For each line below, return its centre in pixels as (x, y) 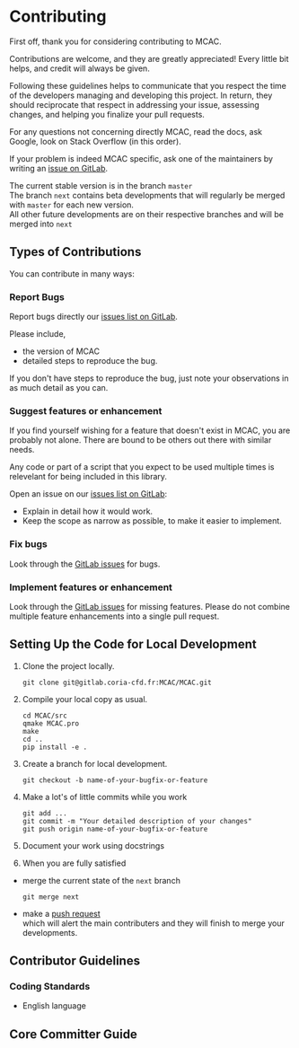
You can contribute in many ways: (72, 273)
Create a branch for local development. (95, 763)
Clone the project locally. (68, 665)
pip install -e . (55, 747)
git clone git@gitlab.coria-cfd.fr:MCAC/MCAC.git (117, 683)
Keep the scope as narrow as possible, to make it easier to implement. (152, 521)
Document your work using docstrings (93, 845)
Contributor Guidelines (75, 961)
